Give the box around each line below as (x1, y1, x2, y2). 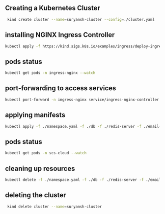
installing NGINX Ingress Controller (5, 31, 115, 39)
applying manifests (5, 111, 65, 119)
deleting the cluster (5, 191, 66, 199)
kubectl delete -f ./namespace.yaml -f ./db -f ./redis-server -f (5, 177, 144, 182)
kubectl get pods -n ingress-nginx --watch (5, 71, 96, 75)
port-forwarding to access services (5, 84, 116, 93)
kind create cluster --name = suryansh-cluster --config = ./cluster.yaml (7, 17, 155, 22)
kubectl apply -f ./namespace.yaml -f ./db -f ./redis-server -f (5, 124, 141, 129)
